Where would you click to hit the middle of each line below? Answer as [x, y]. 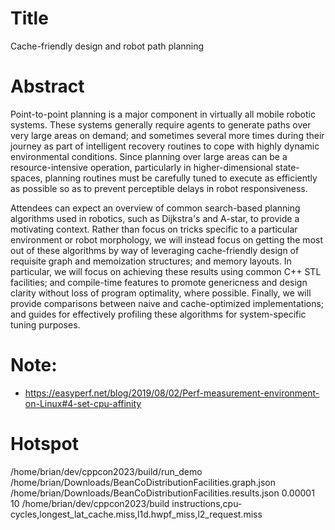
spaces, [26, 178]
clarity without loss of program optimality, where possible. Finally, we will [161, 293]
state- [287, 167]
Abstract [47, 86]
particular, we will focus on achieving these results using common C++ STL [166, 271]
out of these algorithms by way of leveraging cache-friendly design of [155, 250]
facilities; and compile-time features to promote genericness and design [159, 282]
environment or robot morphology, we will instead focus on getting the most [167, 239]
